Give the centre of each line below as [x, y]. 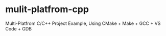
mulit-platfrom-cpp [47, 9]
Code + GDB [19, 28]
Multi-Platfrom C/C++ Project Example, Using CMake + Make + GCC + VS [83, 23]
